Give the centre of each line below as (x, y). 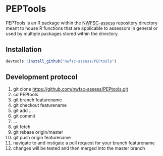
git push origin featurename (42, 138)
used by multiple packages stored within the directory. (62, 33)
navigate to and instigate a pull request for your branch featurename (84, 143)
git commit (24, 116)
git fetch (22, 127)
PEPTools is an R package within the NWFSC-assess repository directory (82, 23)
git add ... (23, 111)
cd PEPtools (25, 95)
